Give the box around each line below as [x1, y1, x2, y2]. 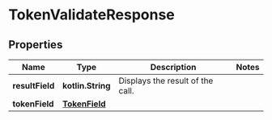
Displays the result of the [118, 75, 214, 86]
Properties [8, 38, 63, 52]
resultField [12, 81, 55, 91]
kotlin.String [62, 81, 111, 91]
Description [150, 62, 197, 72]
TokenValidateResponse [8, 6, 176, 24]
